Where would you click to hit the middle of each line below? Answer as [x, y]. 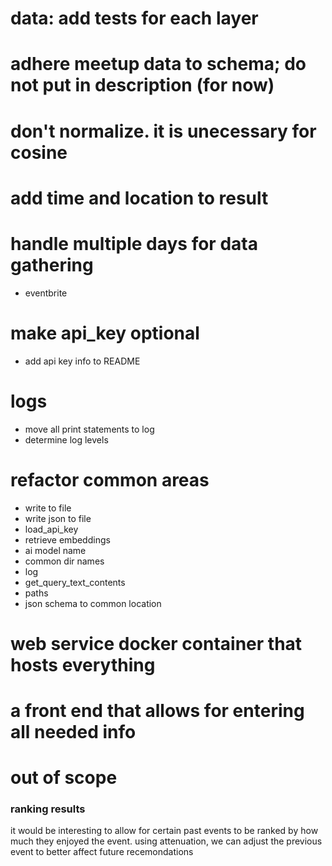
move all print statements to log [89, 429]
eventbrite [46, 293]
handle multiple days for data [134, 243]
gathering [52, 264]
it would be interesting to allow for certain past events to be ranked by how [164, 831]
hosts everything [83, 664]
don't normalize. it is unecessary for [163, 131]
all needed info [73, 731]
